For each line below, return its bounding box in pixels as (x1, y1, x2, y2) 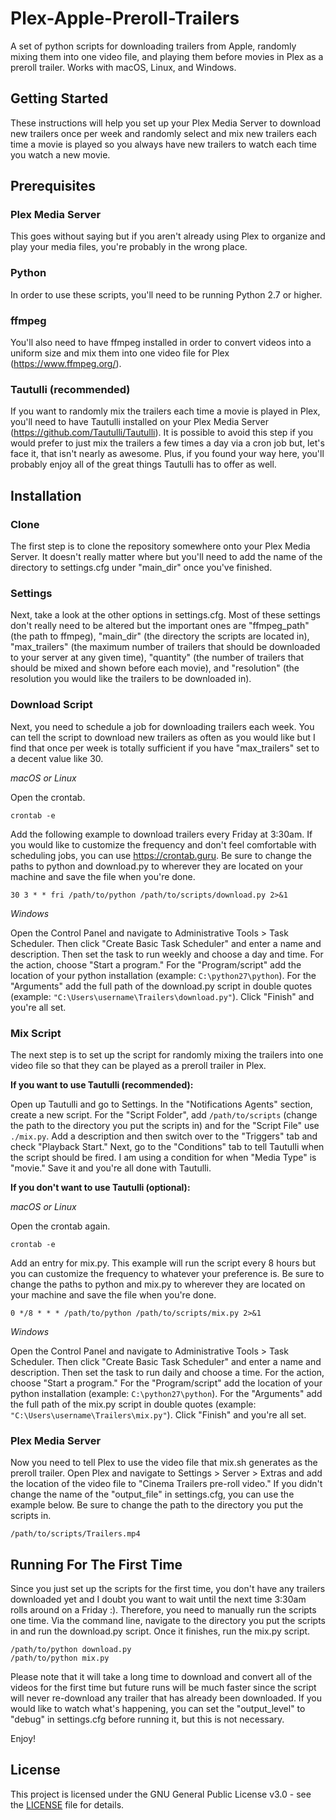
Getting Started (10, 90, 109, 107)
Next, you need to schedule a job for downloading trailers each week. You (10, 720, 315, 732)
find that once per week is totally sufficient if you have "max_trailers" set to (10, 742, 320, 754)
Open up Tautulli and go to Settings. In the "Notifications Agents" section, (10, 1098, 313, 1110)
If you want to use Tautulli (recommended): (10, 1078, 194, 1091)
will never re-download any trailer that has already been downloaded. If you (10, 1692, 323, 1704)
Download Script (10, 698, 93, 712)
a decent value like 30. (10, 752, 104, 764)
